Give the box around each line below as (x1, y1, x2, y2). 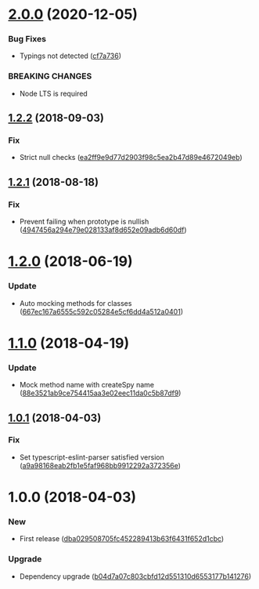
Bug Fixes (8, 34, 47, 45)
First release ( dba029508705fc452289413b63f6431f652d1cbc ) (19, 534, 225, 544)
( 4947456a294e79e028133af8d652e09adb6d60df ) (19, 225, 187, 235)
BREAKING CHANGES (8, 71, 92, 82)
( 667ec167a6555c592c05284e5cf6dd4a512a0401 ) (19, 307, 184, 316)
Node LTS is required (19, 89, 88, 98)
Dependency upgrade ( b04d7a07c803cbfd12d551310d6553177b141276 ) (19, 571, 252, 581)
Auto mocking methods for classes (19, 298, 132, 307)
